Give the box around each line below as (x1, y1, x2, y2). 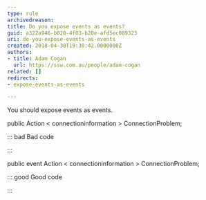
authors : (7, 49, 32, 56)
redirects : (7, 74, 39, 82)
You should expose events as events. (7, 106, 113, 114)
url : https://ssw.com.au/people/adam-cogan (13, 62, 140, 69)
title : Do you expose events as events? (7, 23, 126, 30)
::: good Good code (7, 173, 62, 181)
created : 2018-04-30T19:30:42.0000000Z (7, 42, 122, 49)
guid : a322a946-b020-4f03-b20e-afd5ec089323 (7, 29, 138, 37)
